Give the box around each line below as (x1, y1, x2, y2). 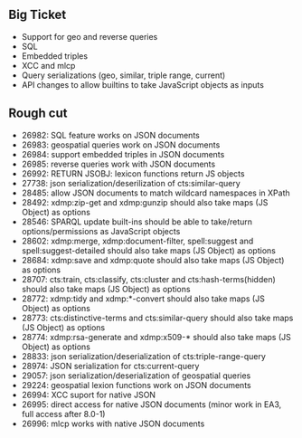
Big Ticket (8, 7, 67, 23)
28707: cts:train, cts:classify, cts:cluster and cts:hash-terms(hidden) (21, 273, 277, 284)
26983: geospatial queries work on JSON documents (21, 139, 221, 150)
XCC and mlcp (21, 60, 76, 71)
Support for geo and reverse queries (21, 31, 158, 42)
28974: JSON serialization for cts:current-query (21, 360, 200, 371)
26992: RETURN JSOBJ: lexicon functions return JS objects (21, 167, 245, 179)
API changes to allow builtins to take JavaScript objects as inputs (21, 79, 264, 90)
